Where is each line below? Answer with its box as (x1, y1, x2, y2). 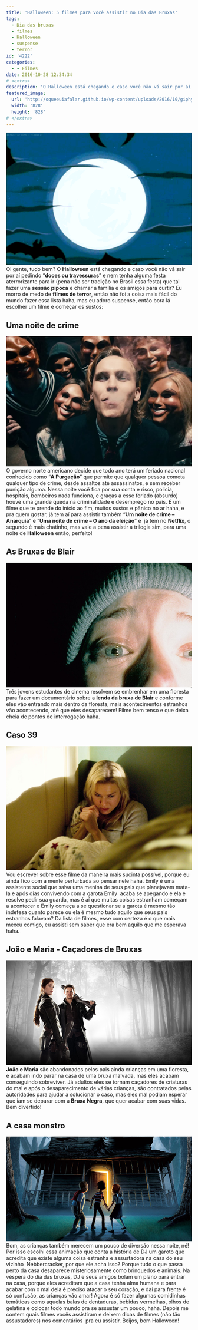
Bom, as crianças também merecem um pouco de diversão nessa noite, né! (6, 1242, 190, 1249)
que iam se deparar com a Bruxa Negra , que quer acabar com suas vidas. (6, 1097, 186, 1104)
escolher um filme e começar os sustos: (6, 303, 103, 311)
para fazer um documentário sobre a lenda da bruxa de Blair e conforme (6, 694, 183, 701)
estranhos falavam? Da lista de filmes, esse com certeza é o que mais (6, 915, 176, 922)
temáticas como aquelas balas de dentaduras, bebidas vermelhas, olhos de (6, 1298, 190, 1305)
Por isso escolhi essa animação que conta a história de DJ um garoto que (6, 1248, 184, 1255)
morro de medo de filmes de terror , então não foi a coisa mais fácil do (6, 291, 177, 298)
